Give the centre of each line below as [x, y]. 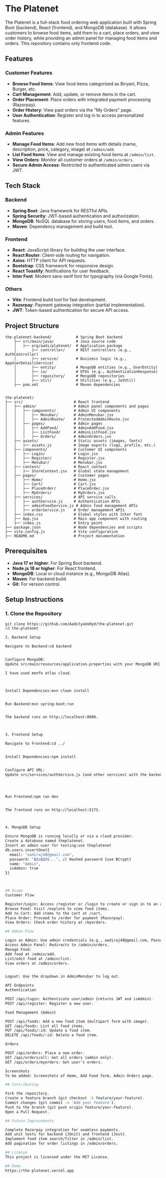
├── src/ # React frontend [57, 402]
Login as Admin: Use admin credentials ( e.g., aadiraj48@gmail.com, [77, 940]
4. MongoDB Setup [23, 827]
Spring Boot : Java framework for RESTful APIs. [60, 210]
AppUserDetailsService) [30, 363]
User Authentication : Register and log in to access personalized [78, 115]
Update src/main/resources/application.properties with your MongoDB [78, 664]
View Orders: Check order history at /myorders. [56, 923]
